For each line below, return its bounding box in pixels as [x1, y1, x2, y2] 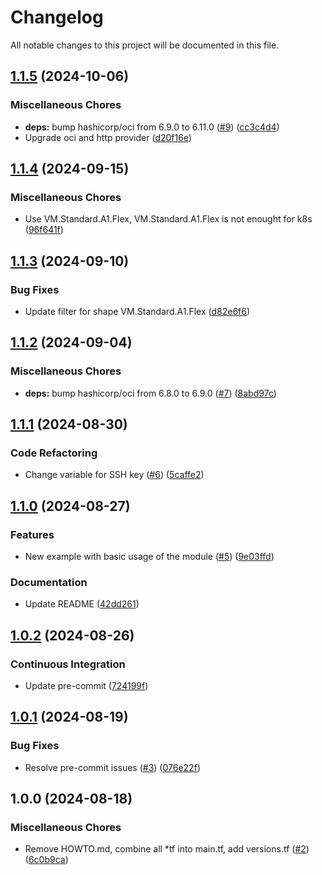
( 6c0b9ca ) [24, 854, 69, 866]
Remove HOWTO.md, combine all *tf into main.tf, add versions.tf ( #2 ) [24, 843, 310, 855]
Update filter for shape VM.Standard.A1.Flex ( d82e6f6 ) [24, 306, 251, 317]
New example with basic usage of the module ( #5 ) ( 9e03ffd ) [24, 551, 275, 563]
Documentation [10, 575, 88, 589]
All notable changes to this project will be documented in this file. [10, 39, 280, 51]
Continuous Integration [10, 657, 126, 671]
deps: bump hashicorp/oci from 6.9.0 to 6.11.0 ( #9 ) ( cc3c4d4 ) [24, 121, 280, 133]
